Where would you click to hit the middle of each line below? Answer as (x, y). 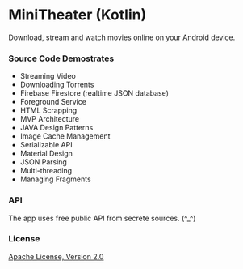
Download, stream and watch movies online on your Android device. (122, 37)
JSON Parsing (43, 162)
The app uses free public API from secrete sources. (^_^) (102, 218)
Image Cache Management (65, 136)
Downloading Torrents (57, 85)
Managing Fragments (55, 179)
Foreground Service (53, 102)
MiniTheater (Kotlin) (78, 15)
